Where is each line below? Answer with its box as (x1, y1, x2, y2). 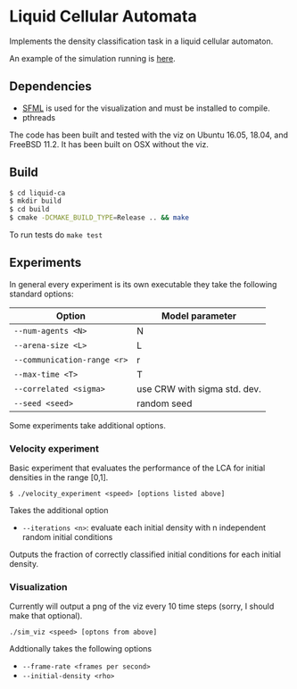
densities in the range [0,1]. (9, 472, 109, 483)
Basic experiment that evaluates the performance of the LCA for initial (9, 462, 266, 474)
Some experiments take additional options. (9, 419, 167, 430)
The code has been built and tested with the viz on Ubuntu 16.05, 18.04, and (9, 129, 288, 140)
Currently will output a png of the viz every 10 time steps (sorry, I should (9, 601, 275, 612)
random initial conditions (21, 532, 113, 543)
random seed (136, 397, 193, 410)
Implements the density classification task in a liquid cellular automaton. (9, 36, 274, 46)
